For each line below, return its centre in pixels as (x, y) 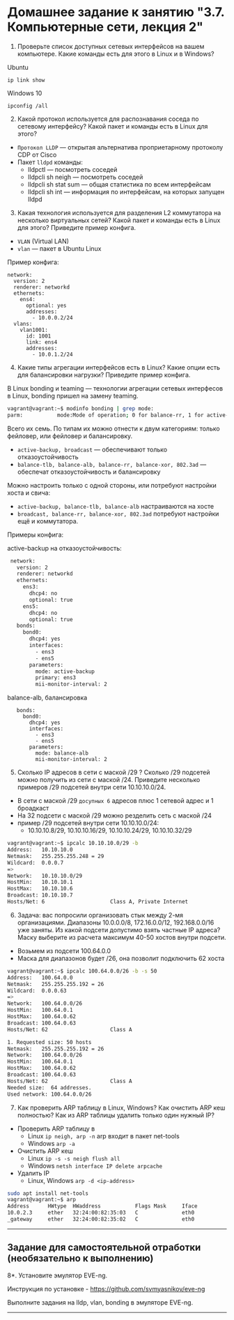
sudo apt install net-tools (48, 1193)
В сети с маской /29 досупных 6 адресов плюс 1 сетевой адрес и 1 (115, 801)
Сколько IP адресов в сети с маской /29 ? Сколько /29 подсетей (114, 772)
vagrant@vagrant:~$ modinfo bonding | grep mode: (81, 408)
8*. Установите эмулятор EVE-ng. (57, 1275)
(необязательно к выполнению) (80, 1259)
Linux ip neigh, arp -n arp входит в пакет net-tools (103, 1136)
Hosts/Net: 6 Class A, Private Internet (98, 902)
